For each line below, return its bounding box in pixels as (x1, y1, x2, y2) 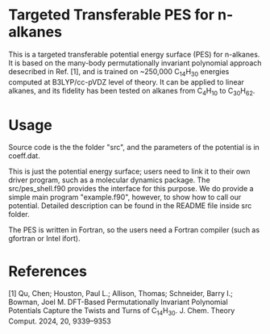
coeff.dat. (8, 151, 40, 161)
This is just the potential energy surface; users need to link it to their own (8, 167, 251, 177)
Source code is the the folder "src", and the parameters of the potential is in (8, 143, 260, 152)
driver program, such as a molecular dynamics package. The (8, 175, 211, 185)
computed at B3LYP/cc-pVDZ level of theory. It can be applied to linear (8, 77, 244, 86)
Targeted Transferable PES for (8, 6, 215, 24)
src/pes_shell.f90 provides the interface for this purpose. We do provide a (8, 184, 254, 194)
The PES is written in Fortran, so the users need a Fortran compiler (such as (8, 225, 260, 235)
